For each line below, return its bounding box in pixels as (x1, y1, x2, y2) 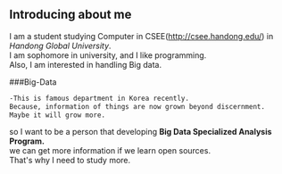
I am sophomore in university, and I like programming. (9, 49, 207, 61)
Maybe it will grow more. (9, 111, 105, 120)
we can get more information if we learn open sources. (9, 145, 211, 156)
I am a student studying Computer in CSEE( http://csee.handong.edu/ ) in (9, 30, 274, 41)
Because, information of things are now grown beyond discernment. (9, 102, 266, 111)
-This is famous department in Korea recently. (9, 94, 190, 103)
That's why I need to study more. (9, 155, 131, 166)
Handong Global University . (9, 40, 112, 51)
